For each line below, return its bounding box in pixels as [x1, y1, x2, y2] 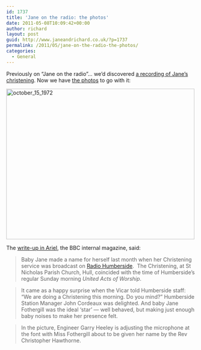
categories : [6, 48, 36, 54]
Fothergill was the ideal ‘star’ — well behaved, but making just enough [20, 305, 194, 313]
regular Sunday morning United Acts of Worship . [20, 275, 142, 282]
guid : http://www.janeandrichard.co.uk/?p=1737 [6, 37, 128, 43]
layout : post [6, 31, 39, 37]
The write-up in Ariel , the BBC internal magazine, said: [6, 244, 141, 251]
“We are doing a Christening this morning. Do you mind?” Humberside [20, 293, 194, 300]
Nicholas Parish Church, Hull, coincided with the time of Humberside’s [20, 269, 195, 276]
